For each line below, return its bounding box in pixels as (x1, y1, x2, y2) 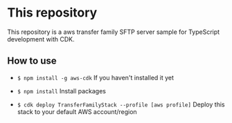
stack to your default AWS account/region (17, 107, 137, 115)
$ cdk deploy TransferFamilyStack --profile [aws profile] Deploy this (17, 100, 225, 108)
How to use (7, 55, 57, 67)
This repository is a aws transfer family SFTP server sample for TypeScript (7, 28, 220, 36)
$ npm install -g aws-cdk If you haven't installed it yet (17, 73, 175, 82)
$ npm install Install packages (17, 86, 106, 95)
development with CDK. (7, 35, 75, 43)
